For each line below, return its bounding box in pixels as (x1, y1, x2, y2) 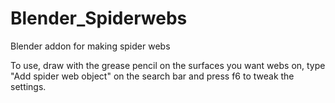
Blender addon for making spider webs (10, 40, 171, 52)
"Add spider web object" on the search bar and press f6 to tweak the (10, 70, 295, 82)
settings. (10, 80, 47, 92)
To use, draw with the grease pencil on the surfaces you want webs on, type (10, 59, 326, 71)
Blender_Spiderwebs (10, 7, 188, 30)
